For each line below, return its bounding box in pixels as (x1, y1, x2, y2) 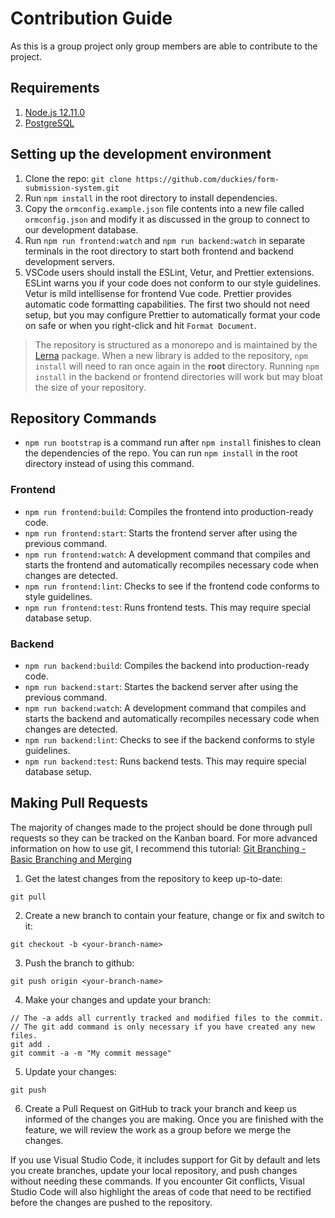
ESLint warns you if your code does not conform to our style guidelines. (24, 277, 322, 289)
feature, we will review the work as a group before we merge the (24, 1123, 292, 1136)
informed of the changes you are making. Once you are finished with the (24, 1113, 324, 1125)
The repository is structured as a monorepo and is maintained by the (34, 338, 318, 351)
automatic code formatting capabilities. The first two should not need (24, 298, 310, 310)
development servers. (24, 255, 116, 267)
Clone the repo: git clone (24, 172, 132, 184)
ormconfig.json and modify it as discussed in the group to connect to (24, 213, 310, 225)
